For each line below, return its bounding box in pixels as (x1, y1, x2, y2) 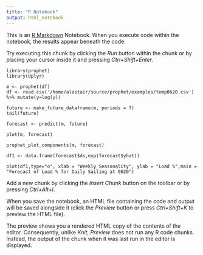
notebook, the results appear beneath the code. (6, 38, 126, 45)
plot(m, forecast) (6, 131, 53, 137)
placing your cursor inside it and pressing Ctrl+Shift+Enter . (6, 56, 154, 63)
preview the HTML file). (6, 210, 66, 217)
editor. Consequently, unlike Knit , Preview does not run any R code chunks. (6, 228, 194, 236)
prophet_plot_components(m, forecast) (6, 142, 105, 148)
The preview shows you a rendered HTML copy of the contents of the (6, 222, 181, 229)
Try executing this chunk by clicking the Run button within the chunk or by (6, 49, 193, 56)
